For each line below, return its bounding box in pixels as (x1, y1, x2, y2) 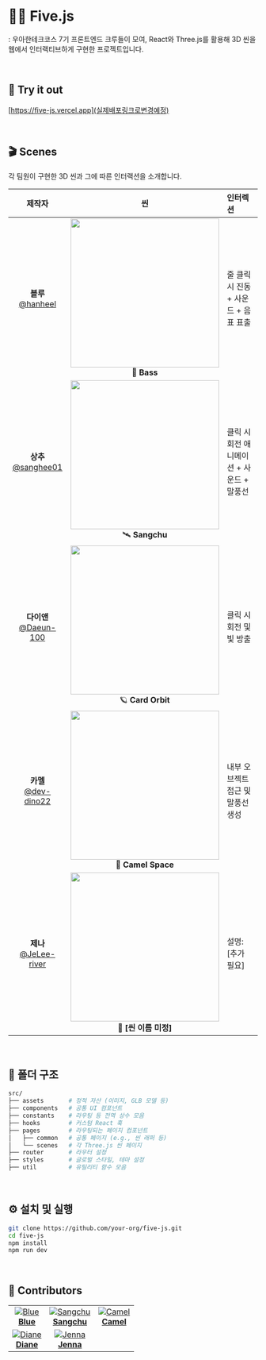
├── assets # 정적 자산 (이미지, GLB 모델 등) (8, 1097, 169, 1105)
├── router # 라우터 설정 (8, 1149, 107, 1157)
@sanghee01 (12, 462, 63, 473)
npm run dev (8, 1246, 47, 1254)
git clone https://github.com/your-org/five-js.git (8, 1224, 182, 1232)
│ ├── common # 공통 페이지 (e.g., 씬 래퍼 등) (8, 1134, 168, 1142)
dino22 (24, 796, 51, 807)
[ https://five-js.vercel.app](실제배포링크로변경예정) (8, 105, 169, 114)
